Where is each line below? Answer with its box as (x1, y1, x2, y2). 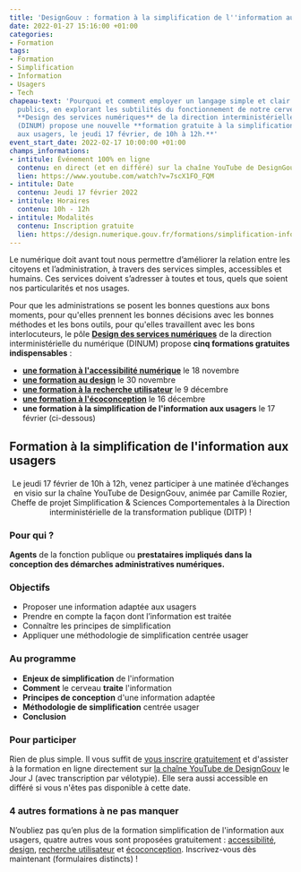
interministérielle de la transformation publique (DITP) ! (48, 506, 253, 517)
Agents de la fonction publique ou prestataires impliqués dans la (9, 549, 253, 560)
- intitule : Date (9, 180, 74, 189)
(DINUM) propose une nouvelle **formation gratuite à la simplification (17, 122, 295, 131)
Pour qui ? (9, 529, 55, 541)
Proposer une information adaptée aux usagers (21, 601, 197, 612)
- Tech (9, 88, 34, 97)
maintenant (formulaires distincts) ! (9, 853, 139, 865)
